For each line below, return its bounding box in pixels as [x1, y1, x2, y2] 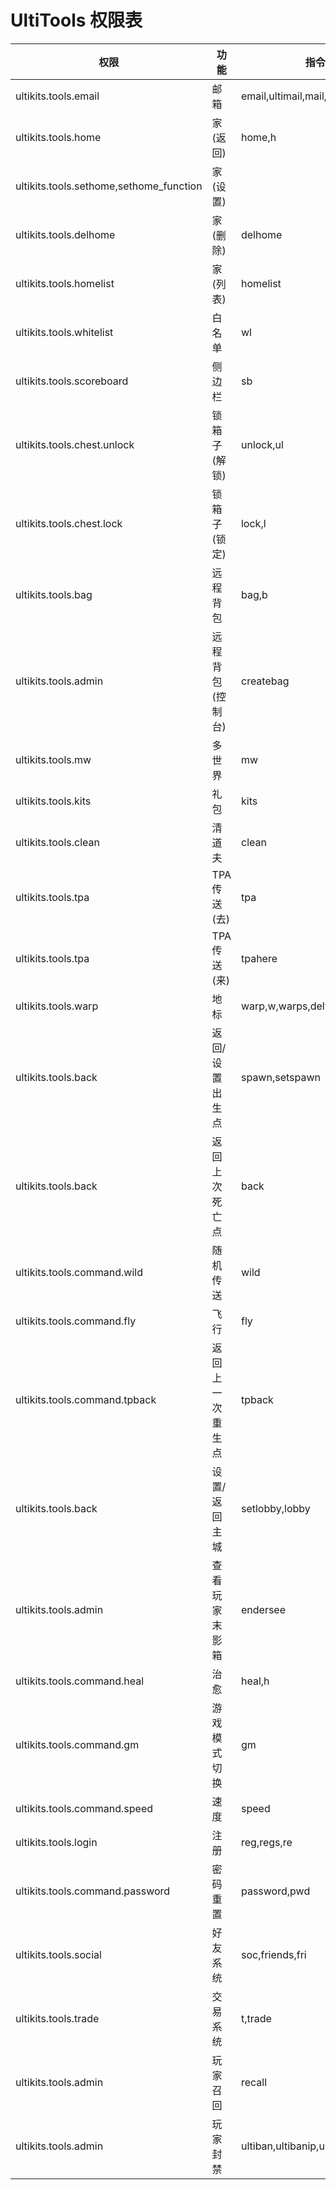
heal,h [240, 1674, 270, 1688]
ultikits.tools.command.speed [15, 1801, 154, 1815]
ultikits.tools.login [15, 1835, 98, 1849]
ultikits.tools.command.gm [15, 1737, 140, 1751]
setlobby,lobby [240, 1501, 311, 1515]
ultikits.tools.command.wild [15, 1265, 143, 1279]
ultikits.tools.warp [15, 999, 99, 1013]
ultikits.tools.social [15, 1947, 102, 1961]
